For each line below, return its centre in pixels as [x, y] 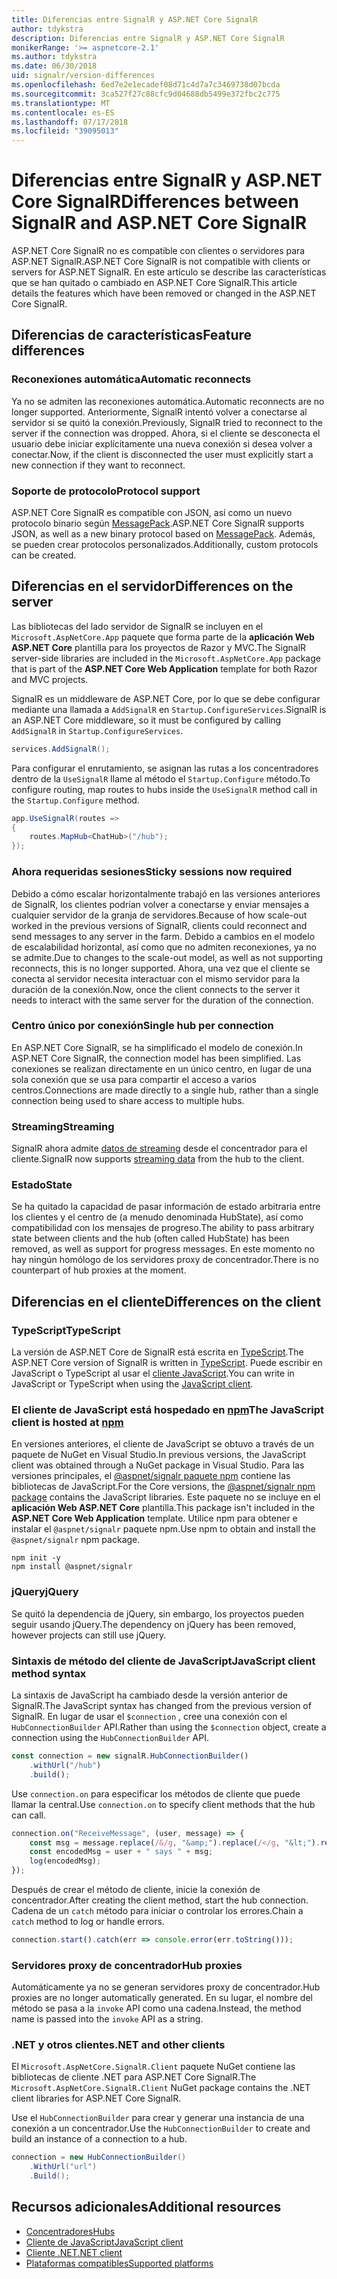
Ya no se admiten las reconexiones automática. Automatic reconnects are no [168, 401]
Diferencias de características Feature [132, 335]
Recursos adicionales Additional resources [146, 2207]
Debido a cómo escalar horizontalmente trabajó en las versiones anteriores [166, 893]
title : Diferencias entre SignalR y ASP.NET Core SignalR [134, 19]
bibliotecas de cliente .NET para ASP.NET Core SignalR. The [134, 2077]
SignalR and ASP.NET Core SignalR [159, 223]
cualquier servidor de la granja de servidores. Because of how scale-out [159, 915]
